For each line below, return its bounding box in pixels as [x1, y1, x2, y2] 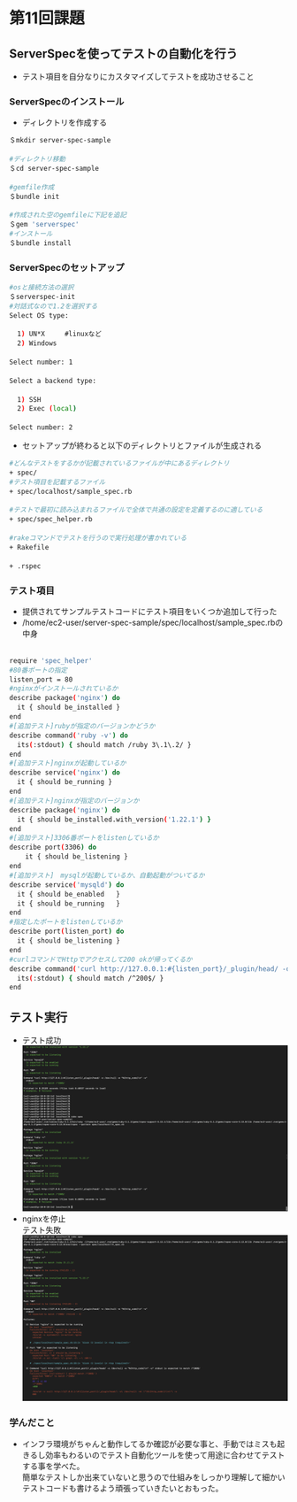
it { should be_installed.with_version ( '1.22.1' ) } [17, 815, 212, 824]
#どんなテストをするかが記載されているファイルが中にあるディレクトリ [9, 459, 230, 468]
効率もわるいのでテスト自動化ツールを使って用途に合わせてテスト [45, 1449, 286, 1460]
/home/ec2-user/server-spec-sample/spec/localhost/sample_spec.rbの [21, 617, 284, 628]
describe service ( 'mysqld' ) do [9, 880, 125, 890]
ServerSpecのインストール [9, 95, 125, 107]
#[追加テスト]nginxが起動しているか [9, 759, 126, 768]
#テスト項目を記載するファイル [9, 477, 106, 487]
